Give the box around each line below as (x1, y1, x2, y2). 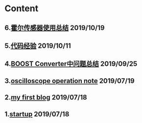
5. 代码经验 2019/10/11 (4, 41, 71, 50)
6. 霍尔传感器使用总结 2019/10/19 (4, 23, 105, 32)
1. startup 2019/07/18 (4, 110, 70, 118)
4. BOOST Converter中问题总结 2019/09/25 (4, 60, 138, 68)
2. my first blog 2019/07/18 (4, 93, 87, 102)
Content (4, 3, 39, 14)
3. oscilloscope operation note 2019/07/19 (4, 77, 135, 85)
